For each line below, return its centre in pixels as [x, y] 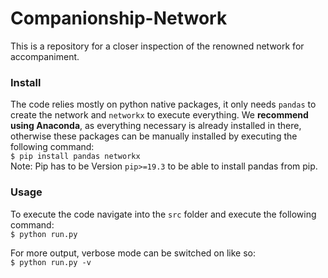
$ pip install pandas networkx [75, 157]
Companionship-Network [119, 18]
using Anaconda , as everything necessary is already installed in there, [156, 126]
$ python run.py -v [51, 262]
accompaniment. [45, 56]
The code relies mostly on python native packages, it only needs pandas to [163, 104]
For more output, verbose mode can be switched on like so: [133, 253]
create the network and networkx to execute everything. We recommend [159, 115]
